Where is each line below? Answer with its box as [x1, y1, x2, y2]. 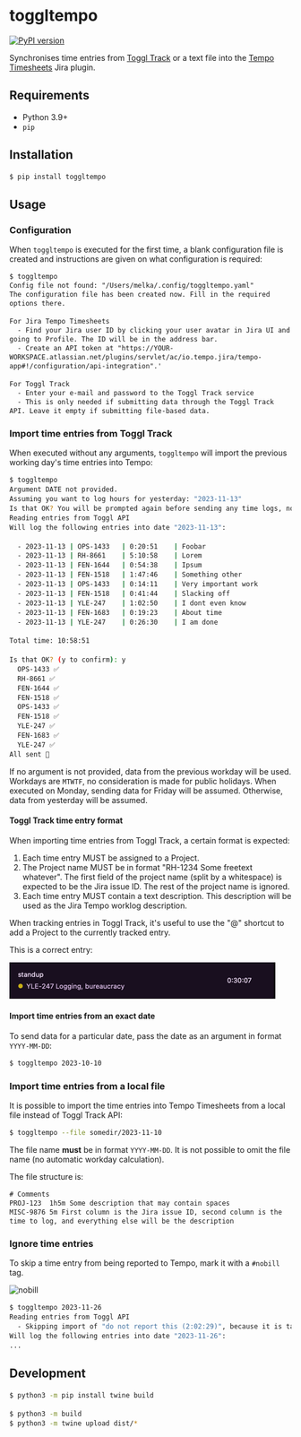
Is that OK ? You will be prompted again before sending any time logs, [9, 504, 282, 514]
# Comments [9, 1190, 50, 1199]
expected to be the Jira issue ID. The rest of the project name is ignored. [21, 880, 290, 892]
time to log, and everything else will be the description [9, 1216, 235, 1226]
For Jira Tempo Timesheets [9, 317, 110, 326]
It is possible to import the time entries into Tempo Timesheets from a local [9, 1100, 286, 1112]
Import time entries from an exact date [9, 1010, 156, 1022]
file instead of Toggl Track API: [9, 1110, 123, 1121]
